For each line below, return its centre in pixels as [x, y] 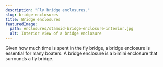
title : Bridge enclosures [33, 19]
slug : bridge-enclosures [32, 15]
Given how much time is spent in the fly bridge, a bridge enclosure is [78, 48]
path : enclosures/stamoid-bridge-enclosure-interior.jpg [72, 29]
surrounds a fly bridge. [29, 59]
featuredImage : [21, 24]
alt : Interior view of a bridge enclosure [56, 33]
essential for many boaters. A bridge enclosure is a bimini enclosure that [81, 53]
